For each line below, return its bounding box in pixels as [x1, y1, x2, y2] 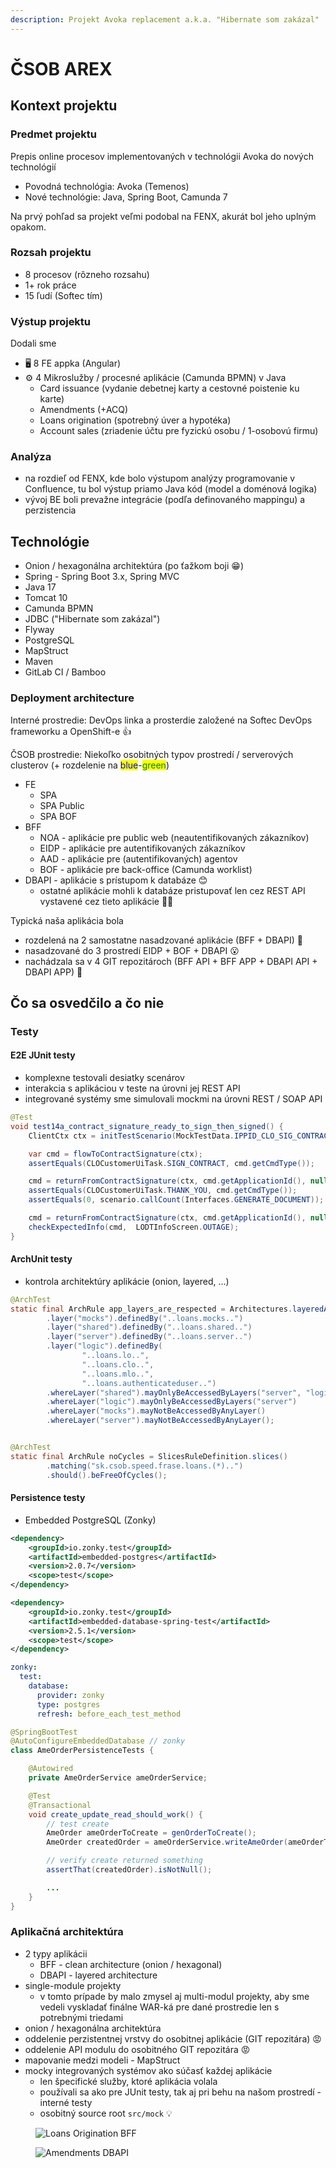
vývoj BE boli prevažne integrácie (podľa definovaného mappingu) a [24, 494, 306, 506]
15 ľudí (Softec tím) [24, 289, 103, 301]
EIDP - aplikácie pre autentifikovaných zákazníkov [39, 842, 246, 854]
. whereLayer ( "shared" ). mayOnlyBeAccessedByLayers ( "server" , [46, 1387, 302, 1398]
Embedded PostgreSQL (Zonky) [24, 1514, 157, 1526]
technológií [10, 161, 57, 173]
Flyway [24, 624, 55, 636]
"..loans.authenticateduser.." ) [81, 1378, 217, 1388]
